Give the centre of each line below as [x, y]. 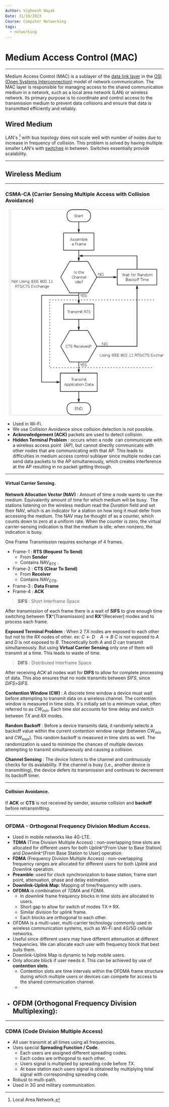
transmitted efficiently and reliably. [41, 109]
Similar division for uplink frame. [53, 912]
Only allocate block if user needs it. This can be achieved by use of [82, 961]
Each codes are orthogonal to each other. [63, 1059]
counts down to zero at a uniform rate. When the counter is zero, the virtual [83, 521]
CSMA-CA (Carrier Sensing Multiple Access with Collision [77, 194]
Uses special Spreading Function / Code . [56, 1047]
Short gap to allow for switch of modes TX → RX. [70, 907]
